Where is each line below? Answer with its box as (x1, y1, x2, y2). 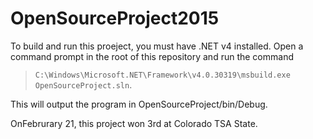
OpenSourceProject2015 (10, 7, 220, 30)
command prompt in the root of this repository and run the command (10, 50, 294, 62)
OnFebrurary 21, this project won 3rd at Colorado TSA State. (10, 117, 258, 129)
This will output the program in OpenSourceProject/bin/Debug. (10, 98, 268, 110)
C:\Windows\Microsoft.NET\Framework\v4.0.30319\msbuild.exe (34, 70, 291, 80)
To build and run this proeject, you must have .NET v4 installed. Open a (10, 40, 304, 52)
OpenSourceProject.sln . (34, 78, 133, 91)
